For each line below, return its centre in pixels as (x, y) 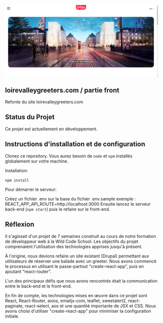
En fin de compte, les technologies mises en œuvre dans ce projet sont (76, 295)
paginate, (15, 305)
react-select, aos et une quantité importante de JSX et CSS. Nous (90, 305)
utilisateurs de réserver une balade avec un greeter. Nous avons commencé (81, 261)
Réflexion (20, 224)
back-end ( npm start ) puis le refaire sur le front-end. (58, 209)
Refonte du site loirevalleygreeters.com (44, 102)
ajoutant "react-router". (28, 271)
